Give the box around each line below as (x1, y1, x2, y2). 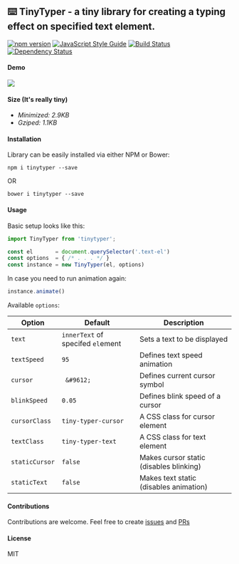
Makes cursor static (139, 453, 206, 462)
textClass (11, 437, 44, 445)
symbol (139, 380, 164, 390)
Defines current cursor (139, 371, 216, 380)
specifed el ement (61, 339, 122, 348)
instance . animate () (7, 288, 65, 296)
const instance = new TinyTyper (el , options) (7, 261, 144, 268)
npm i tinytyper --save (7, 164, 78, 172)
